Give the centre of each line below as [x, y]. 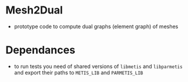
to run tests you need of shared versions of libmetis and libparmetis [98, 66]
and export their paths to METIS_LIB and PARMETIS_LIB [78, 72]
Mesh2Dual [34, 10]
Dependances [40, 50]
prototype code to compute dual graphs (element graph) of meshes [96, 26]
